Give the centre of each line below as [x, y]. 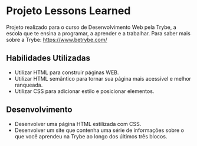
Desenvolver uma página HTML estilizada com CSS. [78, 124]
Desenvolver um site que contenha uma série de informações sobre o [99, 130]
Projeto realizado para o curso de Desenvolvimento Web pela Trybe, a [91, 27]
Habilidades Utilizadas [48, 58]
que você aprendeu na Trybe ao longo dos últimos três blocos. [91, 136]
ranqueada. [29, 85]
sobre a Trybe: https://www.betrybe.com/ [57, 39]
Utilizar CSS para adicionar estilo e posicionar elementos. [84, 91]
